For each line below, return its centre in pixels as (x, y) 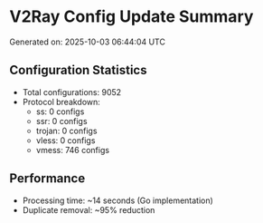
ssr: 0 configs (61, 121)
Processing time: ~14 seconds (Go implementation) (118, 200)
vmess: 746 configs (73, 150)
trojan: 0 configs (66, 131)
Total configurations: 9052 (72, 92)
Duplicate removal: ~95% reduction (89, 209)
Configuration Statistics (78, 70)
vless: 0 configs (66, 140)
